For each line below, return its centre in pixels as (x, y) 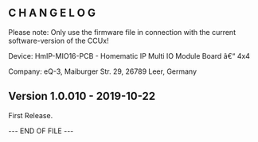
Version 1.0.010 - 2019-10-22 (82, 96)
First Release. (31, 115)
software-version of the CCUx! (59, 40)
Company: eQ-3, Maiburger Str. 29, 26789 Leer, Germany (103, 71)
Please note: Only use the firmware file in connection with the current (122, 32)
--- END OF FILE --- (41, 131)
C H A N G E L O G (52, 13)
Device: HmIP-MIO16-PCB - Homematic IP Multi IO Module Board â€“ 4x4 (129, 56)
